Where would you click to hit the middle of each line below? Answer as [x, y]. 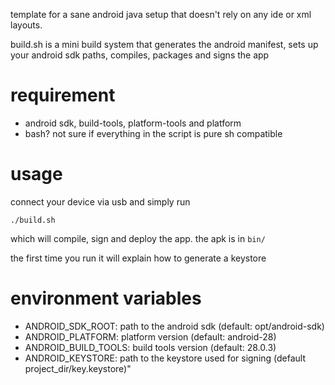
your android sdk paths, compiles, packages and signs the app [140, 55]
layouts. [26, 25]
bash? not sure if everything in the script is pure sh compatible [153, 133]
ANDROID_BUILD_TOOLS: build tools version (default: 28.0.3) [150, 347]
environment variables [106, 298]
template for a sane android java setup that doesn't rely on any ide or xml [161, 14]
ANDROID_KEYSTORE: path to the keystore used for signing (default [165, 358]
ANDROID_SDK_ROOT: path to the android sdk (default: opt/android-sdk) [174, 326]
